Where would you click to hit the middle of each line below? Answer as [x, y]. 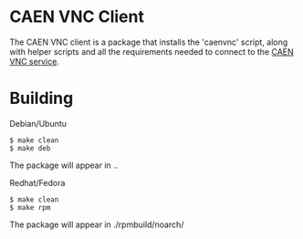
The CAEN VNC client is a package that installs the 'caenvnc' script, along [149, 42]
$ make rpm [30, 207]
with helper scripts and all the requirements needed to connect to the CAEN [151, 51]
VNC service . [34, 61]
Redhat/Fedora [37, 182]
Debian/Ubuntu [38, 123]
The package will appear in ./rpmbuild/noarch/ [97, 224]
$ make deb [30, 148]
